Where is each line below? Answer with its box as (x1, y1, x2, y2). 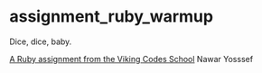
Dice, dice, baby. (9, 36, 72, 47)
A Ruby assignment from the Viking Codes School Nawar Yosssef (9, 53, 254, 64)
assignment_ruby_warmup (9, 6, 214, 27)
